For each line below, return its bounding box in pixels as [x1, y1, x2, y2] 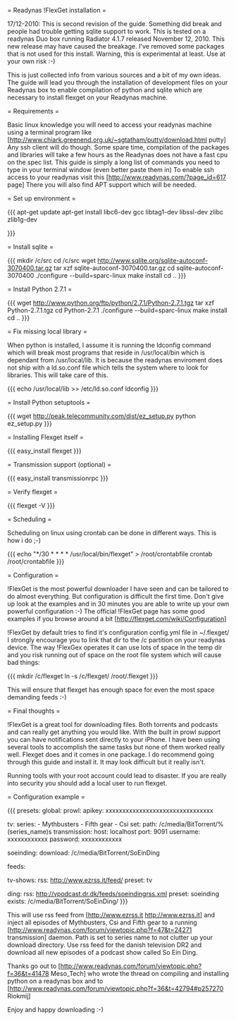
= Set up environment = [7, 194, 76, 202]
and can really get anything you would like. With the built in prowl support [7, 728, 221, 736]
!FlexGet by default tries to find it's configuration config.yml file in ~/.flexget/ [7, 628, 230, 637]
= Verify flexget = [7, 488, 58, 496]
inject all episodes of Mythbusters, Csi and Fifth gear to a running [7, 918, 197, 927]
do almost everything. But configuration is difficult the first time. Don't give [7, 592, 224, 600]
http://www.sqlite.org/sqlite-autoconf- [97, 257, 209, 264]
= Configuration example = [7, 793, 86, 801]
